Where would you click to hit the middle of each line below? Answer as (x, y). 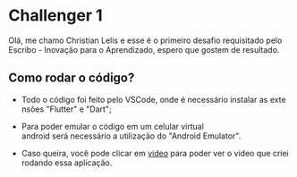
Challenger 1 (56, 16)
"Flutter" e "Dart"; (79, 109)
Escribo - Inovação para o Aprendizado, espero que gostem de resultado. (144, 49)
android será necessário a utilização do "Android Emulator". (131, 136)
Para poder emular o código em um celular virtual (113, 126)
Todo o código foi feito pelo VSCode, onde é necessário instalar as (144, 99)
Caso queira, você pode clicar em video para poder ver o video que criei (155, 153)
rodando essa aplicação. (67, 163)
